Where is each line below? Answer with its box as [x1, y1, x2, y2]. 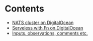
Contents [5, 3, 45, 14]
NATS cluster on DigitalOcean [12, 19, 74, 25]
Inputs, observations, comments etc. [12, 30, 88, 36]
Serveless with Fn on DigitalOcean [12, 24, 83, 30]
